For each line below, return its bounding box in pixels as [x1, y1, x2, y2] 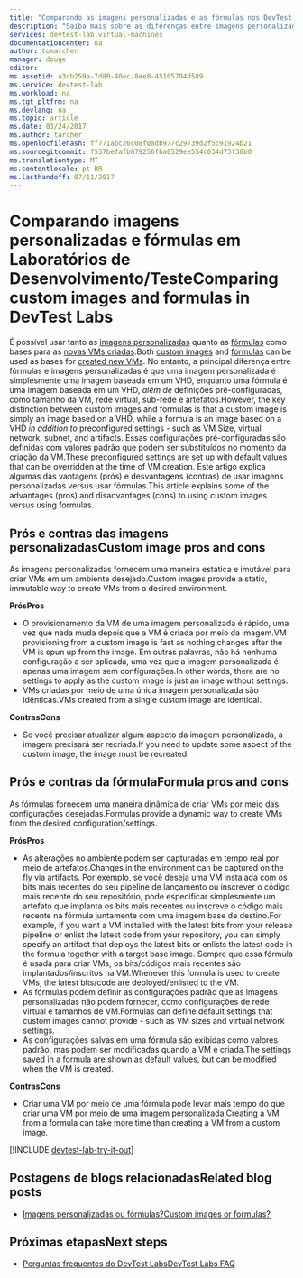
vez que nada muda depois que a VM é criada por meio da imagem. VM [22, 627, 287, 638]
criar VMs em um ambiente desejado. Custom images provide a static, [9, 573, 268, 584]
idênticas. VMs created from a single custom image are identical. [22, 695, 262, 705]
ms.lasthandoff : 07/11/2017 [9, 172, 115, 181]
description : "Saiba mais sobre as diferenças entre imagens [9, 22, 244, 31]
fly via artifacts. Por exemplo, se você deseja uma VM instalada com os [22, 872, 288, 882]
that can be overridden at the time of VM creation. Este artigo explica [9, 461, 266, 472]
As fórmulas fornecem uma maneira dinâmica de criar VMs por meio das [9, 799, 280, 809]
